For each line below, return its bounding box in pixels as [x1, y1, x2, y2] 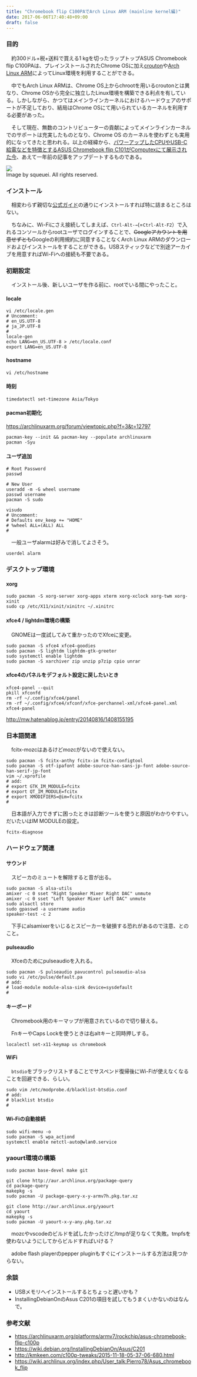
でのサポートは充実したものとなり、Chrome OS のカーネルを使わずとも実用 [6, 131, 190, 138]
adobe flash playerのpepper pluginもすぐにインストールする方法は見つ [11, 1250, 183, 1257]
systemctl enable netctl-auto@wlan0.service [6, 1139, 117, 1146]
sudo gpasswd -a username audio [6, 906, 85, 912]
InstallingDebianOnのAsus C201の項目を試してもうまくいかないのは [14, 1295, 179, 1302]
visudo [6, 507, 22, 513]
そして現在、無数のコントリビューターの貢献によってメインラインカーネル [11, 124, 191, 131]
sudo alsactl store [6, 901, 54, 907]
